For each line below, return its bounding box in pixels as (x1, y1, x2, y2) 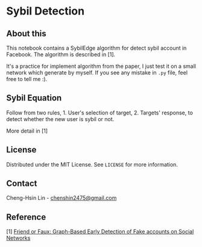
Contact (6, 179, 37, 189)
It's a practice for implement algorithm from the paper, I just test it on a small (6, 62, 196, 70)
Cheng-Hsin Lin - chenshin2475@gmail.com (6, 194, 117, 202)
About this (6, 28, 46, 39)
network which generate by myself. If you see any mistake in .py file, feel (6, 69, 188, 76)
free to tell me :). (6, 76, 48, 82)
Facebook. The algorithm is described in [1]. (6, 51, 116, 58)
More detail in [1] (6, 127, 48, 134)
